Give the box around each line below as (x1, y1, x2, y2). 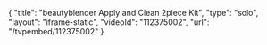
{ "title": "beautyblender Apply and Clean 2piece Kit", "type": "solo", (8, 8, 259, 18)
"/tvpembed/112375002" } (8, 26, 104, 36)
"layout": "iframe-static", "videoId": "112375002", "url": (8, 17, 210, 27)
